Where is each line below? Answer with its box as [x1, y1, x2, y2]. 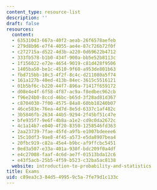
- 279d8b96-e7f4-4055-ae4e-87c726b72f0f [12, 44, 116, 50]
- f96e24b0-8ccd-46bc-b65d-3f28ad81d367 [12, 94, 116, 101]
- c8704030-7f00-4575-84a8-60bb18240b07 [12, 100, 116, 106]
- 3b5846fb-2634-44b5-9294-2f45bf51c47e [12, 112, 116, 118]
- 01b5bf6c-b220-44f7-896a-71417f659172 [12, 83, 116, 89]
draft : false [6, 20, 40, 26]
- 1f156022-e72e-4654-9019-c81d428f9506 [12, 60, 116, 66]
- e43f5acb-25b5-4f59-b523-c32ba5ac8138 [12, 157, 116, 163]
